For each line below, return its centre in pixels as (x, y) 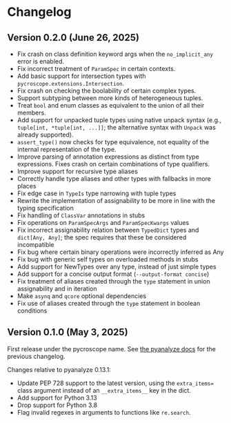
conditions (32, 311)
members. (31, 112)
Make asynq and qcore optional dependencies (82, 296)
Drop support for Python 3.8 (57, 405)
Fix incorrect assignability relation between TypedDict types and (108, 230)
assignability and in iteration (57, 288)
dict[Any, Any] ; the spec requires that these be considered (102, 237)
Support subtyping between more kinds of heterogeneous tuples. (110, 98)
